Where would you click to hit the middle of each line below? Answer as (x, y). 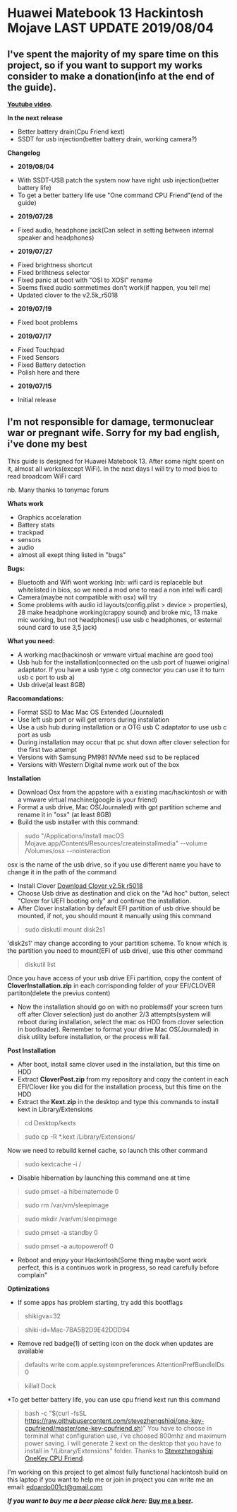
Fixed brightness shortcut (55, 265)
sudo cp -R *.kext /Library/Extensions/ (80, 1137)
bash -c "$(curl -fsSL (55, 1413)
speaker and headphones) (56, 238)
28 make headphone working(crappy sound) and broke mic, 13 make (117, 612)
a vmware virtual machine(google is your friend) (87, 799)
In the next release (35, 118)
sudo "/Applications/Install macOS (74, 836)
